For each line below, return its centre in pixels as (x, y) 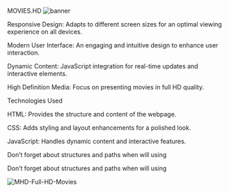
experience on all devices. (45, 32)
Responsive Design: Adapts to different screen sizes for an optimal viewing (115, 24)
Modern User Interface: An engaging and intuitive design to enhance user (113, 45)
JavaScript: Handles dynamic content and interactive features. (97, 141)
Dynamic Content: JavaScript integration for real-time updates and (103, 66)
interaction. (24, 53)
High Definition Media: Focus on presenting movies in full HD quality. (105, 87)
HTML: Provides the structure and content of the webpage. (92, 114)
